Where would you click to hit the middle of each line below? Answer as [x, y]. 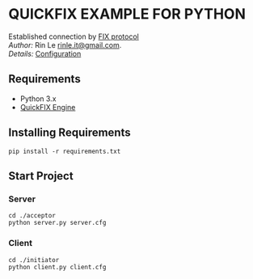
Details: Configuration [45, 53]
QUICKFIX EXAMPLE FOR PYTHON [127, 14]
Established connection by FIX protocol [74, 36]
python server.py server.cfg [57, 223]
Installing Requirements [70, 133]
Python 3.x [38, 99]
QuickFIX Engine [48, 107]
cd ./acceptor [32, 216]
